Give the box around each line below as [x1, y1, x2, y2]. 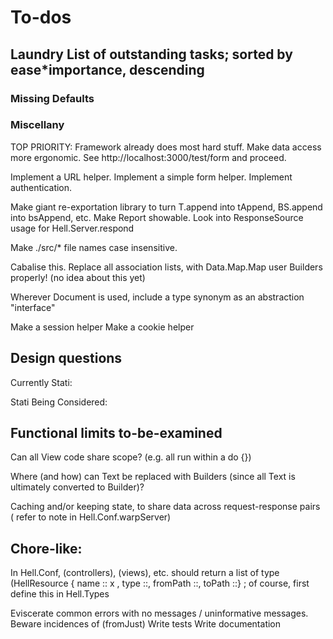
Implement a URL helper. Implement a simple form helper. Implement [10, 171, 293, 183]
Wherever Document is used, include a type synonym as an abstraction [10, 291, 305, 303]
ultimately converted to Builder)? [10, 481, 145, 493]
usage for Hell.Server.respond [10, 222, 135, 234]
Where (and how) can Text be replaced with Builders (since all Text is [10, 471, 296, 483]
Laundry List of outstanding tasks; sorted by [10, 46, 293, 63]
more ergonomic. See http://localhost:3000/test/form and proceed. [10, 151, 287, 163]
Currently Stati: [10, 376, 73, 388]
